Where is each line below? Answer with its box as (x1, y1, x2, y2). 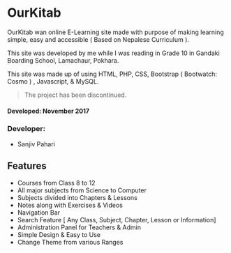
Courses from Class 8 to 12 (17, 178, 96, 187)
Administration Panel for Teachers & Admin (17, 223, 142, 231)
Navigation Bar (17, 208, 61, 217)
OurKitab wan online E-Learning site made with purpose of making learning (7, 28, 225, 36)
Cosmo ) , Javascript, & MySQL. (7, 77, 99, 85)
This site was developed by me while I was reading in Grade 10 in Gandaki (7, 49, 220, 57)
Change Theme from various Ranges (17, 238, 124, 246)
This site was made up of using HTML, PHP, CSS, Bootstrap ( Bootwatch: (7, 70, 218, 78)
